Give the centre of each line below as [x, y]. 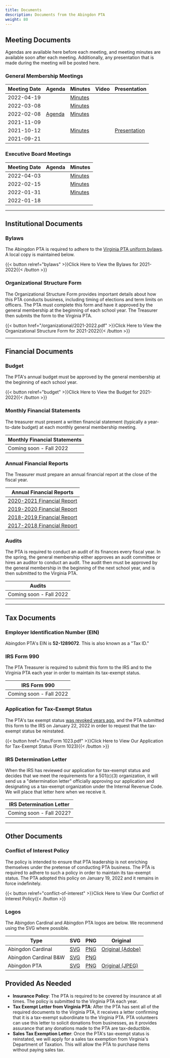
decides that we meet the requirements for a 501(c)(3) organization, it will [82, 776]
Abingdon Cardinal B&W [36, 957]
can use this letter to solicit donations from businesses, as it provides [84, 1023]
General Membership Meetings [44, 76]
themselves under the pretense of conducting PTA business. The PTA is [80, 867]
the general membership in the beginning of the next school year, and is [80, 568]
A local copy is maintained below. [40, 254]
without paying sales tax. [38, 1049]
